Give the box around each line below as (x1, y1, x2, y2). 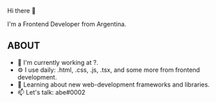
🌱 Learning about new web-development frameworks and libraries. (17, 80, 210, 88)
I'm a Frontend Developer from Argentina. (7, 20, 127, 28)
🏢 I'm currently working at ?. (17, 58, 99, 66)
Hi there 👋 (7, 7, 36, 15)
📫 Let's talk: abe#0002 (17, 88, 86, 96)
